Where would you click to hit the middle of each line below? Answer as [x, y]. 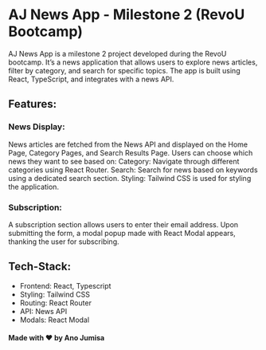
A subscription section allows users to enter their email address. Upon [123, 224]
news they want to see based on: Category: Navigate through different [124, 161]
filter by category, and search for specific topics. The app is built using [124, 70]
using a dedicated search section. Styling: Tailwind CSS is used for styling [130, 178]
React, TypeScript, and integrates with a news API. [91, 79]
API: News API [43, 311]
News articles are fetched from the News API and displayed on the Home [128, 144]
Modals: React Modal [55, 320]
